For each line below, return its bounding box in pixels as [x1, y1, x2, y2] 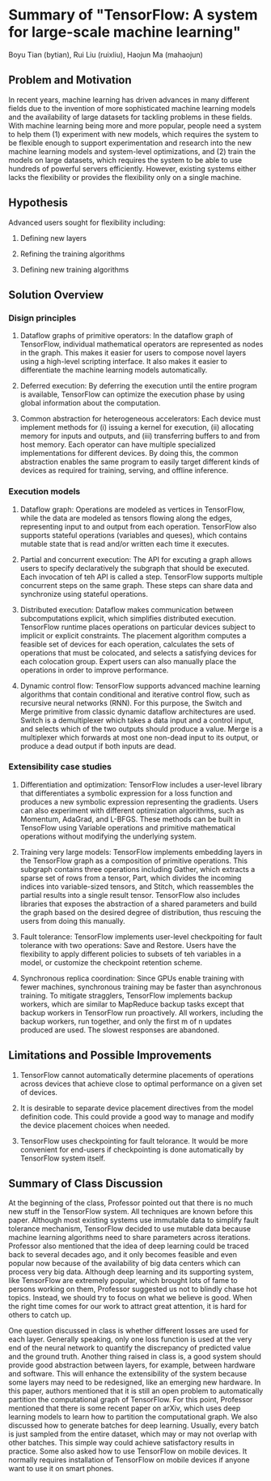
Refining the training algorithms [19, 249, 125, 259]
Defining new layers [19, 233, 87, 243]
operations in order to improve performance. [19, 665, 169, 675]
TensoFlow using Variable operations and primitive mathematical [19, 822, 236, 832]
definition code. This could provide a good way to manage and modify [19, 1111, 255, 1121]
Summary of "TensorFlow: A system [8, 6, 258, 24]
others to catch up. [8, 1310, 72, 1320]
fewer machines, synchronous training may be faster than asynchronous [19, 981, 262, 991]
